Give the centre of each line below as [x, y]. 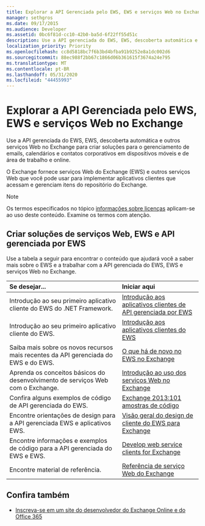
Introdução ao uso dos [154, 372]
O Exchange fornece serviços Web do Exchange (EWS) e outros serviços [98, 172]
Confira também [38, 495]
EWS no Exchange [148, 358]
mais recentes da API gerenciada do [61, 355]
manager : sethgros [30, 18]
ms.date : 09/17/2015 [33, 23]
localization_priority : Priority [49, 46]
